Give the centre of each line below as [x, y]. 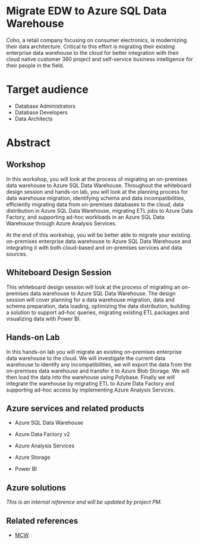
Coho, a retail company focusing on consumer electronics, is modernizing [97, 40]
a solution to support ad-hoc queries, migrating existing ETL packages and [98, 312]
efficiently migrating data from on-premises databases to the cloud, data [95, 204]
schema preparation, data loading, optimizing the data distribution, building [98, 306]
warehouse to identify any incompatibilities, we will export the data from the [99, 364]
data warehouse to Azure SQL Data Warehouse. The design [103, 293]
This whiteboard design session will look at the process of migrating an [93, 287]
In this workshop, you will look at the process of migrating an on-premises [97, 179]
